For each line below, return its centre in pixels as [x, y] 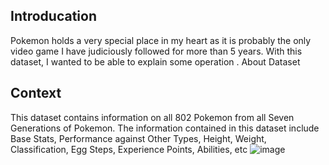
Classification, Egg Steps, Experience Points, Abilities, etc [129, 149]
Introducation [53, 16]
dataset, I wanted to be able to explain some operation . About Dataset [155, 61]
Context [36, 93]
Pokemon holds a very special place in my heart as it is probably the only [161, 40]
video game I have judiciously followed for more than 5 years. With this [156, 51]
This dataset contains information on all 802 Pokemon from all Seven [152, 117]
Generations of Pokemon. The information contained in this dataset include [165, 128]
